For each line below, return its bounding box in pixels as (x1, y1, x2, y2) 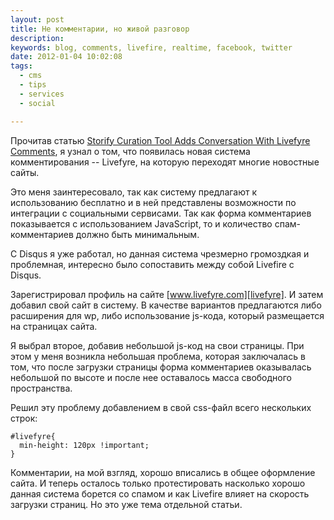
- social (19, 98, 56, 108)
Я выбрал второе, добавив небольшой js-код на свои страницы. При (10, 339, 305, 351)
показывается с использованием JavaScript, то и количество (10, 217, 273, 230)
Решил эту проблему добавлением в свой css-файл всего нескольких (10, 401, 312, 413)
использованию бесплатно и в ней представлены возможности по (10, 196, 297, 208)
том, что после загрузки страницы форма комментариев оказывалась (10, 361, 312, 373)
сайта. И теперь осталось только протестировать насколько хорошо (10, 477, 306, 489)
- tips (19, 80, 47, 90)
